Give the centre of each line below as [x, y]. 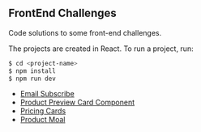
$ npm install [32, 71]
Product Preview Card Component [77, 102]
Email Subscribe [47, 94]
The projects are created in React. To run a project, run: [101, 49]
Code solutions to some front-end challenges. [85, 32]
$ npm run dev [32, 79]
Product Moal [43, 120]
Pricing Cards [43, 111]
